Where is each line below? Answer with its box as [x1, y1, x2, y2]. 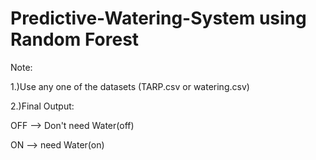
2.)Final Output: [10, 100, 75, 112]
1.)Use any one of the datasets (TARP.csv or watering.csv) [10, 80, 250, 92]
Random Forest [10, 28, 140, 51]
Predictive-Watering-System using [10, 7, 307, 30]
